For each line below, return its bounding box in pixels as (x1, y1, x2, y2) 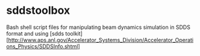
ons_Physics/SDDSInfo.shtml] (6, 43, 80, 50)
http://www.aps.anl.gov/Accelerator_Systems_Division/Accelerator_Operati (8, 36, 194, 43)
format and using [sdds (6, 30, 64, 37)
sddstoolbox (6, 4, 70, 17)
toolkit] (65, 30, 83, 37)
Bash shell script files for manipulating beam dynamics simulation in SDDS (6, 23, 191, 31)
